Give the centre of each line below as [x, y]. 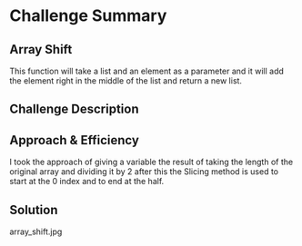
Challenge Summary [88, 16]
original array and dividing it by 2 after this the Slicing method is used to [144, 172]
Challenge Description [74, 109]
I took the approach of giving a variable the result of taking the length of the [151, 162]
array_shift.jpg [36, 231]
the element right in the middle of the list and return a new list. [126, 81]
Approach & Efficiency [74, 140]
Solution [34, 210]
